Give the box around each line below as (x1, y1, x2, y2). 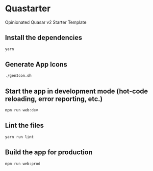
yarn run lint (5, 134, 34, 139)
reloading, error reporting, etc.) (5, 95, 103, 103)
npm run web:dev (5, 108, 38, 113)
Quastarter (5, 3, 51, 14)
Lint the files (5, 121, 44, 130)
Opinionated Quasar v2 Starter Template (5, 19, 87, 25)
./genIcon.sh (5, 73, 32, 78)
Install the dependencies (5, 34, 82, 42)
